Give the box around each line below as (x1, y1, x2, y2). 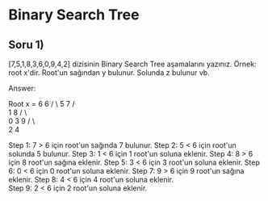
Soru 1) (8, 38, 44, 52)
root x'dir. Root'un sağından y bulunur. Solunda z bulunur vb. (8, 68, 210, 77)
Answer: (8, 83, 36, 93)
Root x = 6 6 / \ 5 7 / (8, 99, 75, 108)
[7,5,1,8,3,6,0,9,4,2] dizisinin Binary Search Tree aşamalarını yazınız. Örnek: (8, 59, 257, 69)
